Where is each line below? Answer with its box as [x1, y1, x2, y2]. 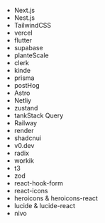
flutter [13, 36, 33, 45]
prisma [13, 74, 35, 82]
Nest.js [13, 13, 35, 22]
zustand [13, 104, 38, 112]
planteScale [13, 51, 50, 59]
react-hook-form [13, 179, 64, 187]
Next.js [13, 6, 35, 14]
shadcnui [13, 134, 41, 142]
